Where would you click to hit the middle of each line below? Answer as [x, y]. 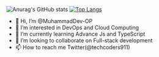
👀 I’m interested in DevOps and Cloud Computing [77, 28]
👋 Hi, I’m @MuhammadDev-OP [54, 21]
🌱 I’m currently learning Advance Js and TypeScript [80, 34]
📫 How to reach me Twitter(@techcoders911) [72, 47]
